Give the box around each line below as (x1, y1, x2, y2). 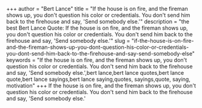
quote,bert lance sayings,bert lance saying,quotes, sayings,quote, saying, (6, 75, 191, 83)
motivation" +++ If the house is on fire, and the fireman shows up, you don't (6, 82, 196, 89)
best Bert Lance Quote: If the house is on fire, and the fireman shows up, (6, 24, 188, 31)
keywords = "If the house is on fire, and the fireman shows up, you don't (6, 57, 187, 63)
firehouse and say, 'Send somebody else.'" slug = (6, 37, 130, 44)
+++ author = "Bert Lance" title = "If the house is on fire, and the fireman (6, 5, 188, 12)
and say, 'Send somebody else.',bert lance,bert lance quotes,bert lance (6, 69, 184, 76)
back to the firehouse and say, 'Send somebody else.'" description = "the (6, 18, 190, 25)
